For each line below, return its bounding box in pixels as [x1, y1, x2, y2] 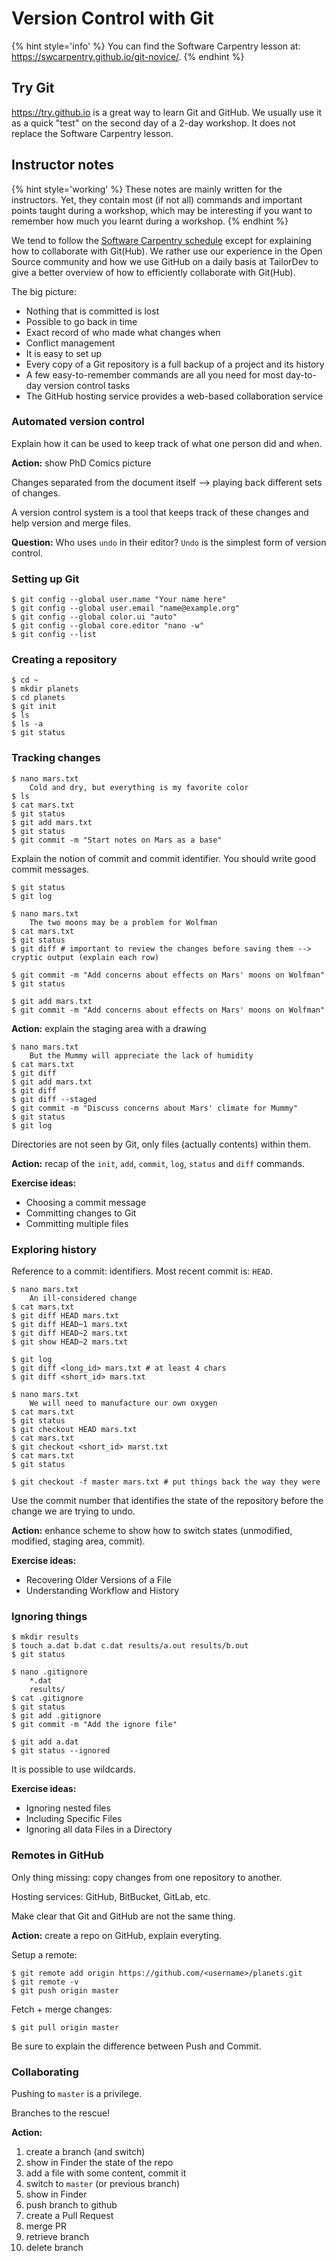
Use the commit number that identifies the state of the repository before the [11, 1495, 324, 1507]
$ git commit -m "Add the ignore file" [11, 1720, 178, 1730]
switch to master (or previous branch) [25, 2177, 181, 2189]
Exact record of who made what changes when [25, 326, 221, 338]
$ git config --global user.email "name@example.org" [11, 603, 241, 614]
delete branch [25, 2241, 84, 2253]
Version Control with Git [11, 7, 215, 30]
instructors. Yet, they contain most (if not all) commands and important [11, 193, 303, 206]
